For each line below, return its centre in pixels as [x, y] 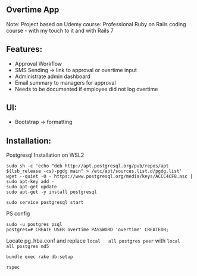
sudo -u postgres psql [34, 225]
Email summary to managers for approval [65, 82]
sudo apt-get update [32, 187]
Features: [24, 49]
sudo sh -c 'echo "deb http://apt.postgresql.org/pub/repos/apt [87, 166]
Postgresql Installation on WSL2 [45, 155]
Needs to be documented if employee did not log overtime [86, 89]
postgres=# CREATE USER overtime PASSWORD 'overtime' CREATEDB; [87, 230]
